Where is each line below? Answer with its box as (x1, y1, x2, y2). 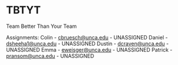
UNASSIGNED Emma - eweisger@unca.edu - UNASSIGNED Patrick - (6, 46, 173, 53)
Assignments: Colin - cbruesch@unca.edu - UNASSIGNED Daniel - (6, 34, 168, 41)
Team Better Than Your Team (6, 23, 78, 30)
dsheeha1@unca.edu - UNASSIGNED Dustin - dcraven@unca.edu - (6, 40, 169, 47)
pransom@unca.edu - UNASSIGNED (6, 52, 95, 59)
